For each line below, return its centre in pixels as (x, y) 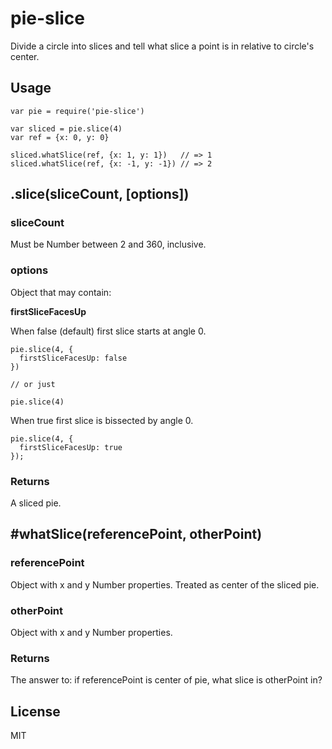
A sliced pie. (36, 503)
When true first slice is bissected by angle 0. (102, 420)
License (35, 711)
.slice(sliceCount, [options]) (100, 194)
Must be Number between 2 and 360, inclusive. (108, 244)
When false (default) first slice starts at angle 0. (108, 331)
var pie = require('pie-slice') (77, 111)
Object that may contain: (61, 292)
